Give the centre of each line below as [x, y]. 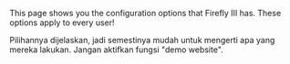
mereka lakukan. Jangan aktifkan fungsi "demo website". [116, 50]
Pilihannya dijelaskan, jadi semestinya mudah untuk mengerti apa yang [142, 40]
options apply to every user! [62, 23]
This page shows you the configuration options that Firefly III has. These [145, 13]
